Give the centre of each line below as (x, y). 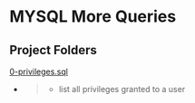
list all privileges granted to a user (122, 89)
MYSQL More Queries (93, 17)
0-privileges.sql (39, 71)
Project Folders (54, 50)
